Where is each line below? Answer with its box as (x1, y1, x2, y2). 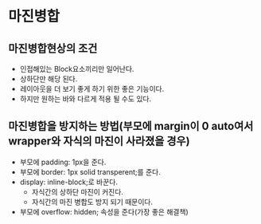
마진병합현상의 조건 (8, 41, 98, 55)
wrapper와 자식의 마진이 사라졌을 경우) (8, 135, 190, 148)
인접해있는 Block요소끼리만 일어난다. (19, 65, 134, 73)
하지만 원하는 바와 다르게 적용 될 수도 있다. (19, 94, 152, 104)
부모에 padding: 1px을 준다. (19, 157, 107, 167)
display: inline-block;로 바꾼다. (19, 177, 118, 187)
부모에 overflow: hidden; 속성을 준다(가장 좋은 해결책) (19, 206, 189, 216)
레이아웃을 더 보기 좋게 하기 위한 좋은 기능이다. (19, 84, 165, 93)
